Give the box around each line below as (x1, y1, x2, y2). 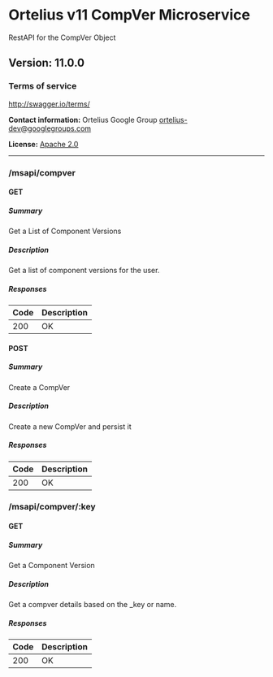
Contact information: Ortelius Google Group (8, 115, 158, 124)
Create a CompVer (8, 382, 71, 392)
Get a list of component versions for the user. (8, 266, 160, 276)
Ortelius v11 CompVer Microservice (8, 6, 250, 24)
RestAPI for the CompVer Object (8, 33, 116, 42)
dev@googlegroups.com (8, 124, 92, 133)
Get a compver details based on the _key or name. (8, 600, 177, 609)
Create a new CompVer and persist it (8, 421, 132, 432)
